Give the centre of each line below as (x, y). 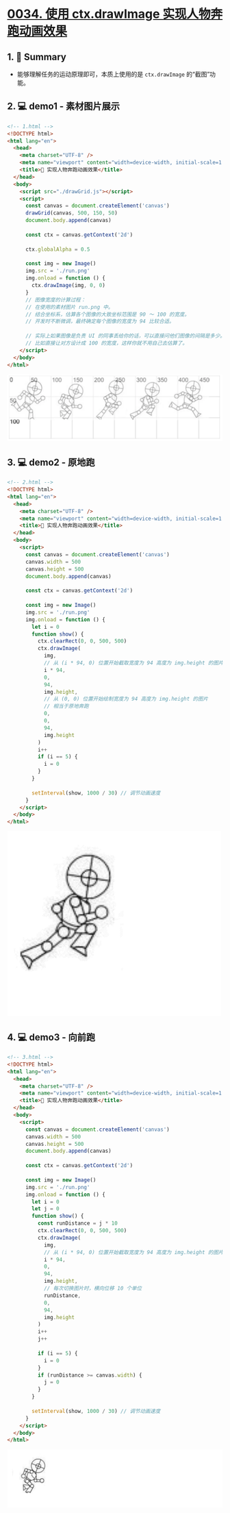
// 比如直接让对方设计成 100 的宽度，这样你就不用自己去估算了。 (106, 343)
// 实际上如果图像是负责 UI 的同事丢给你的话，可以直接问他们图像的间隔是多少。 (125, 336)
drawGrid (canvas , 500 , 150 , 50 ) (71, 213)
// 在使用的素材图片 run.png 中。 (69, 307)
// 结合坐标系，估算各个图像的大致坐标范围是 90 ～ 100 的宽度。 (107, 314)
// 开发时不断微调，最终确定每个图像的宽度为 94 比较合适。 (100, 322)
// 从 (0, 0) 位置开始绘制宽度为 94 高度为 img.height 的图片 (126, 699)
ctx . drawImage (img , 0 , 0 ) (69, 286)
